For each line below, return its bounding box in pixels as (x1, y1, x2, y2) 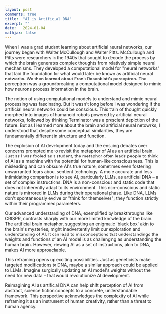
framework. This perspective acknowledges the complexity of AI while (5, 293, 149, 299)
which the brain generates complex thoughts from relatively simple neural (5, 60, 156, 66)
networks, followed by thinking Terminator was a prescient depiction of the (5, 117, 158, 123)
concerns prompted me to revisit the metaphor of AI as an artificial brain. (5, 148, 154, 154)
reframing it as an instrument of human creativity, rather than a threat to (5, 298, 152, 304)
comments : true (5, 12, 37, 17)
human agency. (5, 304, 37, 309)
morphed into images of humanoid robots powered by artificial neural (5, 112, 147, 117)
